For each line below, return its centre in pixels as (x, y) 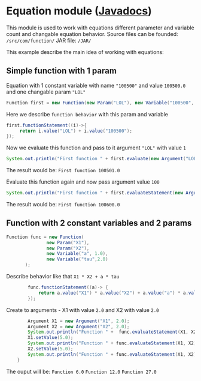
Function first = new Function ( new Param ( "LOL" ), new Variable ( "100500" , (100, 103)
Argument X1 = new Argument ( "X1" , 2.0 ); (79, 321)
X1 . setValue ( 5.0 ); (51, 338)
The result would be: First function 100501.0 (63, 170)
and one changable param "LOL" (46, 92)
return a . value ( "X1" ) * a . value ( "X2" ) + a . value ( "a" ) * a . (113, 293)
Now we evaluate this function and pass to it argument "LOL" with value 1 (96, 148)
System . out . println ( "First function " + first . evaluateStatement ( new (95, 193)
